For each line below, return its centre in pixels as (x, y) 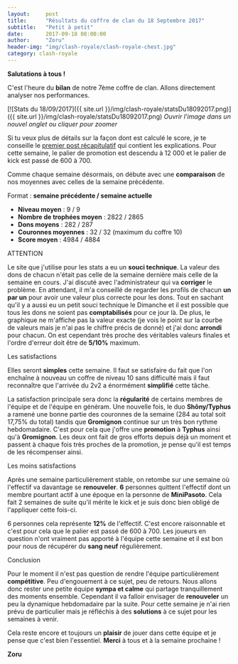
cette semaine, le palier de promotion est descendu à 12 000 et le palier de (117, 153)
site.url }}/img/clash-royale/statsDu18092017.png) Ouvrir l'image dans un (124, 116)
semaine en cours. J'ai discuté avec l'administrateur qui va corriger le (110, 282)
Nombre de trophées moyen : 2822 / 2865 (81, 217)
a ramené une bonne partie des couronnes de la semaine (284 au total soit (117, 414)
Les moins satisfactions (42, 466)
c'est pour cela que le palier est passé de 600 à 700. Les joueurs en (107, 531)
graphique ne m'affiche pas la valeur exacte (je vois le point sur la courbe (115, 320)
